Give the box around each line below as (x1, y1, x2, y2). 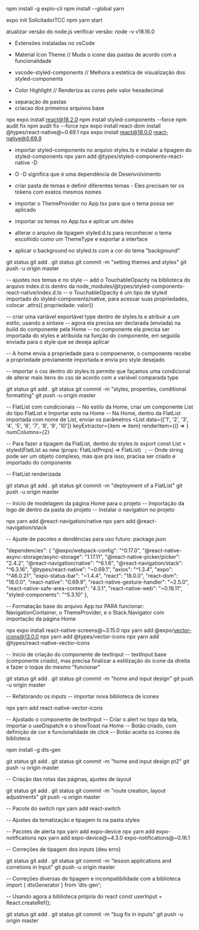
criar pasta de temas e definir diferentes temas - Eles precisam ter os (14, 182, 185, 189)
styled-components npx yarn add (14, 153, 97, 160)
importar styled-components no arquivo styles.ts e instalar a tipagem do (14, 147, 192, 153)
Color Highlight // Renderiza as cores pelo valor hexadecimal (14, 87, 164, 94)
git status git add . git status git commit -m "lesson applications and (6, 858, 172, 864)
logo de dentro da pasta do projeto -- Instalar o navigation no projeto (6, 506, 175, 513)
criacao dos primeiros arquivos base (14, 105, 105, 112)
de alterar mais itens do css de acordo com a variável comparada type (6, 374, 179, 381)
